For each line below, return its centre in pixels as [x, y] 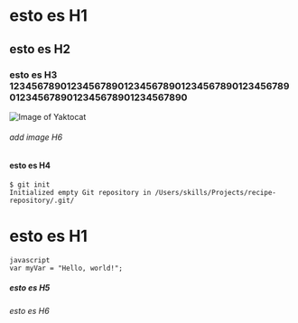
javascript [30, 260]
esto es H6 [29, 310]
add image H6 [36, 137]
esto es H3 [33, 75]
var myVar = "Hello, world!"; [66, 268]
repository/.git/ [42, 200]
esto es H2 [40, 49]
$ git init [30, 185]
